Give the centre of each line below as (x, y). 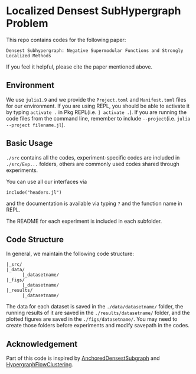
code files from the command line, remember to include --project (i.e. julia (98, 118)
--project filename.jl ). (36, 125)
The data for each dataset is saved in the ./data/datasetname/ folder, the (95, 307)
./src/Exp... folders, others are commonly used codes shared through (93, 164)
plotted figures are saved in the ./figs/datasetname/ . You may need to (92, 319)
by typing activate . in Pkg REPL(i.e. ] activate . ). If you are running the (97, 112)
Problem (27, 23)
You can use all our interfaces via (47, 181)
